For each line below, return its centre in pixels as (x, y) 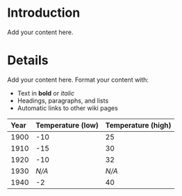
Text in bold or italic (46, 93)
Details (28, 60)
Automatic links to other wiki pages (67, 108)
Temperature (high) (138, 125)
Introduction (44, 13)
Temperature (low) (67, 125)
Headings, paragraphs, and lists (63, 100)
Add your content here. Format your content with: (78, 80)
